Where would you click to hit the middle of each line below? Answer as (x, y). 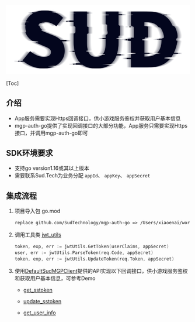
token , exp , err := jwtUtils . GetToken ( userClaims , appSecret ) (92, 247)
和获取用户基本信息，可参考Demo (55, 278)
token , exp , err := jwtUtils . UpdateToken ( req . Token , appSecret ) (94, 259)
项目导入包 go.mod (37, 211)
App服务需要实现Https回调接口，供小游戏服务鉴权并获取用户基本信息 (97, 118)
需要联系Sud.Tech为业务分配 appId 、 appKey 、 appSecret (82, 176)
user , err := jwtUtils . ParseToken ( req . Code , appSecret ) (84, 253)
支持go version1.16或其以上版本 (52, 168)
